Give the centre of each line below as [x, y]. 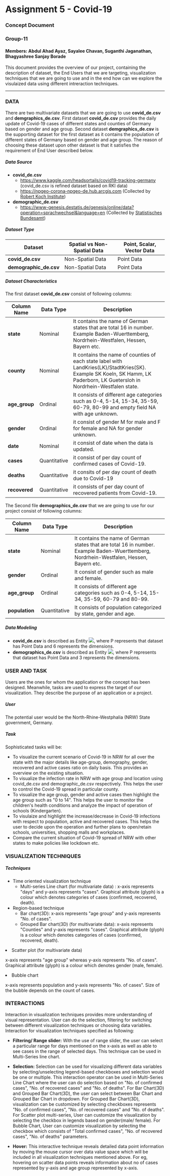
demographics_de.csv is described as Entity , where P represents [84, 652]
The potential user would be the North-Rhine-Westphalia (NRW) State [78, 717]
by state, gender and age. [105, 614]
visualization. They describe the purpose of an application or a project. [79, 693]
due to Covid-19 [93, 479]
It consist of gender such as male [114, 572]
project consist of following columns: [44, 511]
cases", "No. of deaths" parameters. [50, 1136]
